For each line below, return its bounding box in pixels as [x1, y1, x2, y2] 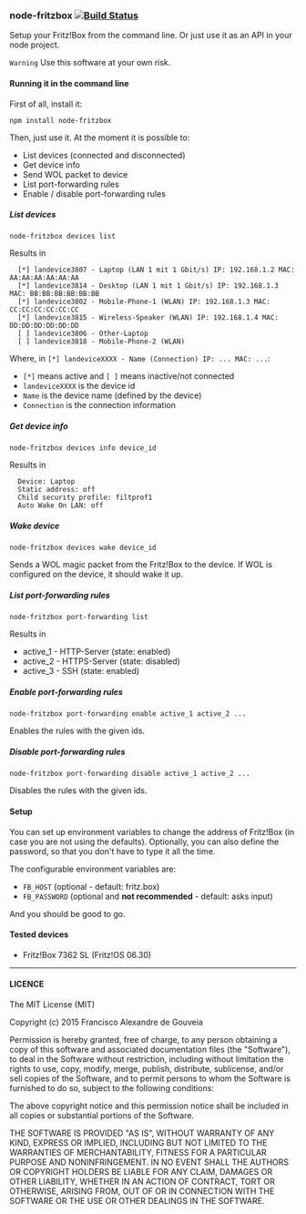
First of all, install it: [9, 98, 83, 109]
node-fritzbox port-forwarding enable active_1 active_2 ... [9, 709, 247, 719]
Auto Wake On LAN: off [17, 501, 104, 510]
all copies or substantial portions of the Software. [9, 1109, 194, 1120]
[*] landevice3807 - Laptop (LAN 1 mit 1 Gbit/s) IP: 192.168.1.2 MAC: [17, 265, 296, 275]
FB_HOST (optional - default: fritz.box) [22, 881, 160, 892]
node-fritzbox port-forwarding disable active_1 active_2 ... [9, 770, 250, 779]
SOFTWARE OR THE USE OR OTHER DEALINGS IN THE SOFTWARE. [9, 1195, 265, 1206]
